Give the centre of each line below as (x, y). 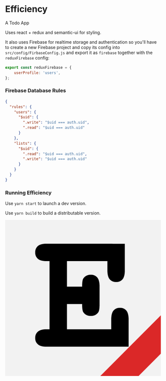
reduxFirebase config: (27, 57)
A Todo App (17, 23)
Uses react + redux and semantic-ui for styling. (53, 32)
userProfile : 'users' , (37, 73)
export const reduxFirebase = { (38, 67)
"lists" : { (25, 143)
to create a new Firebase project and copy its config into (62, 47)
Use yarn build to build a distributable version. (53, 213)
